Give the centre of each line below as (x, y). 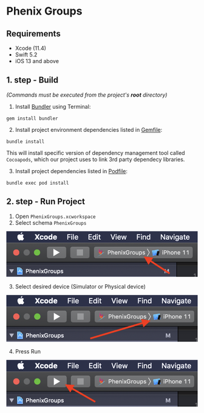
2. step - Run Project (46, 202)
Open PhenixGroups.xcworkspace (55, 216)
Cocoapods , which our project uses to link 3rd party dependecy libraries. (96, 159)
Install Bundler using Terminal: (53, 106)
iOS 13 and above (37, 61)
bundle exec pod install (38, 183)
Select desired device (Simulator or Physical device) (80, 287)
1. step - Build (32, 80)
